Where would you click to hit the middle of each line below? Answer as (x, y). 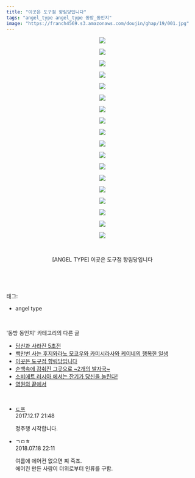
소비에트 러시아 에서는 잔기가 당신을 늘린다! (66, 377)
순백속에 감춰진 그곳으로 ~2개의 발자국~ (63, 369)
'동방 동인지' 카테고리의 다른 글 (43, 333)
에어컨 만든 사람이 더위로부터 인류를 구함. (64, 469)
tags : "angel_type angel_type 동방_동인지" (59, 18)
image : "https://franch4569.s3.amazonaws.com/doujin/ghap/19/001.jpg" (98, 23)
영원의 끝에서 (31, 384)
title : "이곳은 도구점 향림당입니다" (47, 12)
